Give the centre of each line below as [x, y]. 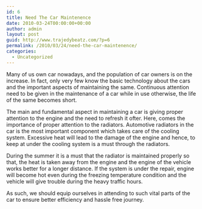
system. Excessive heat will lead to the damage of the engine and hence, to [101, 138]
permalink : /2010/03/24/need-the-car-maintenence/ [72, 46]
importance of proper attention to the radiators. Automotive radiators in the [100, 124]
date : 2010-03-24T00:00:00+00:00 [49, 23]
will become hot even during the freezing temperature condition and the [96, 175]
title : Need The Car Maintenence [49, 18]
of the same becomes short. [42, 100]
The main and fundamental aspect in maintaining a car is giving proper [95, 111]
